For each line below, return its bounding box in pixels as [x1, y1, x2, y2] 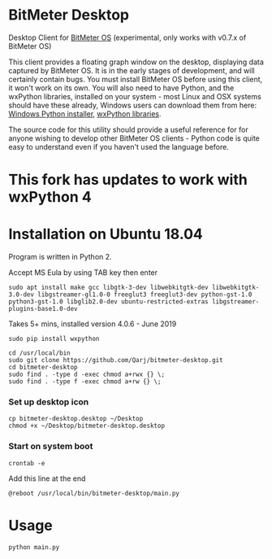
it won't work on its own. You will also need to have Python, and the [8, 83, 235, 93]
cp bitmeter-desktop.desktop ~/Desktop [8, 415, 144, 423]
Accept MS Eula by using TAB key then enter [8, 268, 158, 277]
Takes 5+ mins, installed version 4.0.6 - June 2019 [8, 319, 177, 329]
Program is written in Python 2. [8, 252, 112, 262]
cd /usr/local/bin [8, 349, 71, 357]
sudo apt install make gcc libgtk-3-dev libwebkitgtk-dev [8, 283, 209, 292]
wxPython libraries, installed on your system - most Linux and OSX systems [8, 91, 261, 101]
